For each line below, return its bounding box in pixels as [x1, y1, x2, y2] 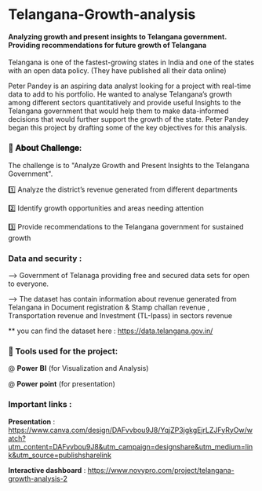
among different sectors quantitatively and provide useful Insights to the [8, 98, 242, 108]
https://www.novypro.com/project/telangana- [87, 465, 235, 475]
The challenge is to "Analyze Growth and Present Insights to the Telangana [8, 160, 249, 170]
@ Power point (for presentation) [8, 379, 116, 389]
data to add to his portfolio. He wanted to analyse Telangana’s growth [8, 90, 233, 99]
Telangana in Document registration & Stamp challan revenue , [8, 302, 210, 312]
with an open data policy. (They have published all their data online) [8, 66, 227, 75]
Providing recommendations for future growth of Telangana [8, 40, 207, 49]
